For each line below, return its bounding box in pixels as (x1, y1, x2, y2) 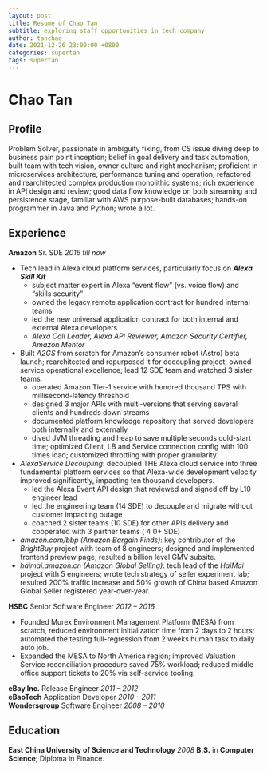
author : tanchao (8, 34, 62, 42)
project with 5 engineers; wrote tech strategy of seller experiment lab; (19, 569, 249, 578)
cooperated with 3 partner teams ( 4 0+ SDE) (31, 526, 181, 536)
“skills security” (31, 289, 84, 298)
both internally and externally (31, 425, 128, 434)
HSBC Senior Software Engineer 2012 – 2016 (8, 601, 155, 611)
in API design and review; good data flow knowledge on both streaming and (8, 186, 257, 196)
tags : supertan (8, 57, 59, 65)
